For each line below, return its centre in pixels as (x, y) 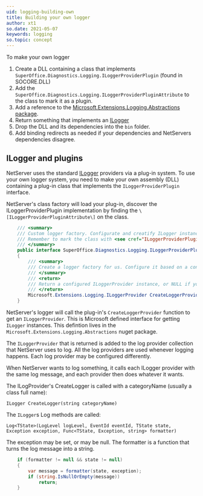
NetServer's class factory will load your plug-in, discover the (82, 204)
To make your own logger (38, 57)
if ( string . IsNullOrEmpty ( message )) (74, 477)
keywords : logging (29, 34)
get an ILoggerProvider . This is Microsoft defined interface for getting (93, 319)
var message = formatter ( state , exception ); (85, 471)
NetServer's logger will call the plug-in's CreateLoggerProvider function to (98, 312)
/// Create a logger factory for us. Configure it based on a (108, 267)
